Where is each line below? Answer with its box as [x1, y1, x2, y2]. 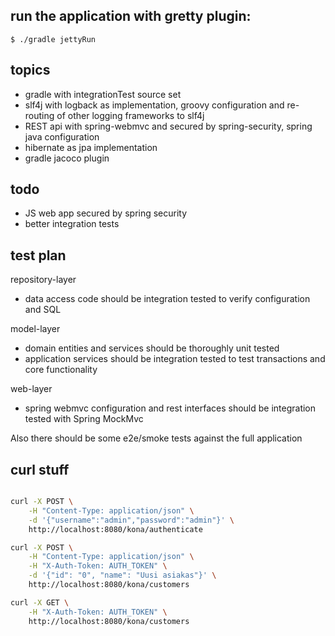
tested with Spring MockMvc [24, 413, 144, 425]
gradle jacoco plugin [24, 152, 110, 164]
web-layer [10, 383, 53, 395]
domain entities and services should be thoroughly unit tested [24, 342, 280, 354]
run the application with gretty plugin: [10, 8, 252, 25]
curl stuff [10, 461, 70, 478]
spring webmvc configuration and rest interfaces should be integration [24, 402, 317, 414]
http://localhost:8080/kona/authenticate [28, 524, 203, 534]
